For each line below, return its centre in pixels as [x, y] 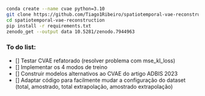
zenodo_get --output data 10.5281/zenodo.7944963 [71, 31]
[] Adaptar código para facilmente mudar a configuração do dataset [100, 80]
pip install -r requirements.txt [49, 26]
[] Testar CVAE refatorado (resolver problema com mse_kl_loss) [95, 61]
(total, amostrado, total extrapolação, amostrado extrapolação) [94, 86]
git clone [19, 14]
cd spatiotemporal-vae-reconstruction [56, 20]
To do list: [21, 47]
